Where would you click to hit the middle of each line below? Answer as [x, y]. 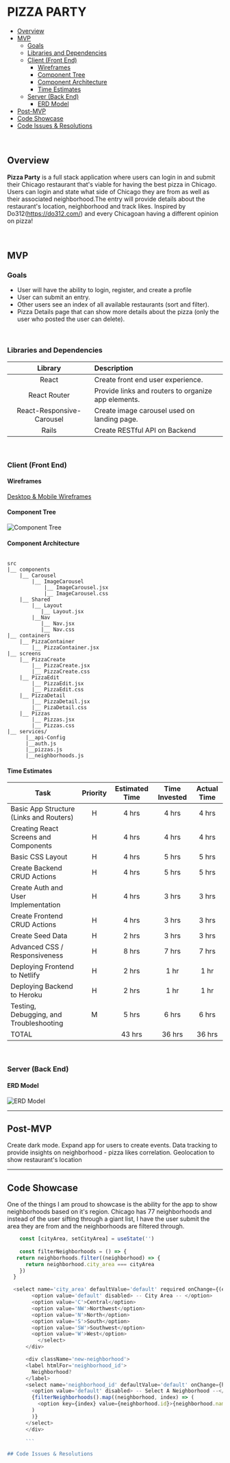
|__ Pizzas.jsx [53, 720]
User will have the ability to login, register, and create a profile [104, 290]
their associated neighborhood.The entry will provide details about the [106, 199]
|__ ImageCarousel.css [76, 594]
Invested [172, 798]
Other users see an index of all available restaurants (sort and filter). [113, 305]
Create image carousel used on [144, 410]
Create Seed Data [39, 936]
